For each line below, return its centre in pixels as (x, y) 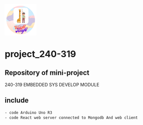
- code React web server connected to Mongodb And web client (71, 117)
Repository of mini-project (47, 73)
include (17, 101)
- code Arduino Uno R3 (28, 112)
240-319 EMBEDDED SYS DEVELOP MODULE (52, 85)
